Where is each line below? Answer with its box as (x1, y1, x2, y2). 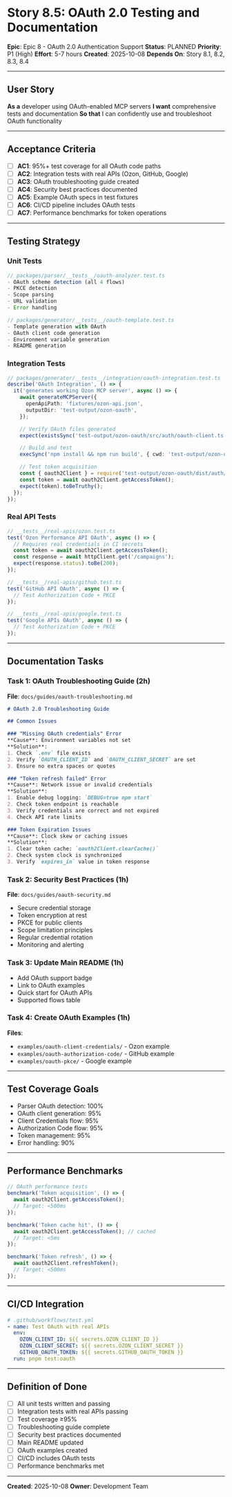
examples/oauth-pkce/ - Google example (17, 1057, 133, 1065)
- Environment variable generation (7, 336, 110, 343)
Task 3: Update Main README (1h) (7, 958, 124, 968)
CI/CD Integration (7, 1298, 84, 1310)
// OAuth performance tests (7, 1183, 88, 1190)
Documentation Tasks (7, 655, 104, 667)
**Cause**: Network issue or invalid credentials (7, 781, 153, 788)
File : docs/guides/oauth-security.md (7, 891, 111, 899)
